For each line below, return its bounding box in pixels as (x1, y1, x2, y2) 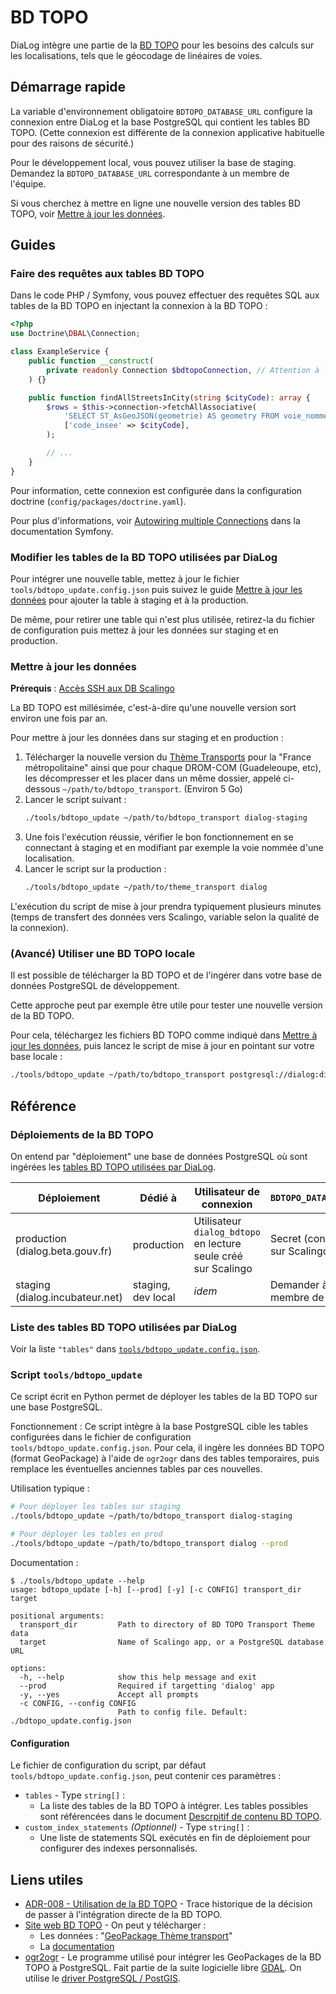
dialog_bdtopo (193, 1226, 261, 1238)
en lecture (193, 1236, 242, 1250)
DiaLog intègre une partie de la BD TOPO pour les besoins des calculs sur (10, 39, 315, 51)
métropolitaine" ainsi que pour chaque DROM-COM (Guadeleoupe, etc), (24, 762, 322, 774)
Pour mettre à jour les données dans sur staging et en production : (10, 732, 284, 744)
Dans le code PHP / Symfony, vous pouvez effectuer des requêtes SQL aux (10, 289, 320, 301)
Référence (10, 1097, 77, 1115)
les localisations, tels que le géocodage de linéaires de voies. (10, 49, 263, 61)
